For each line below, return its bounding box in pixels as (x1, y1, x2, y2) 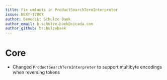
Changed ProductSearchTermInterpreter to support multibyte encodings (12, 64, 162, 70)
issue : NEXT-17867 (5, 12, 44, 17)
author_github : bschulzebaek (5, 26, 66, 31)
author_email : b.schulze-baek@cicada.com (5, 21, 94, 26)
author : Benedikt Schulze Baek (5, 16, 71, 21)
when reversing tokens (12, 69, 60, 75)
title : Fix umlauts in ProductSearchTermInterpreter (5, 7, 118, 12)
